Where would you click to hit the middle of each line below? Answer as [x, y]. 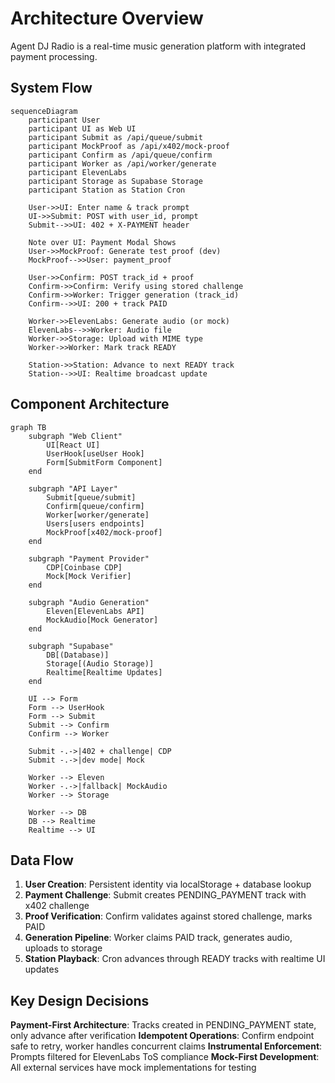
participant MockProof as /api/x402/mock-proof [129, 146]
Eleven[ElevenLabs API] [95, 611]
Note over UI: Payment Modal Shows [102, 242]
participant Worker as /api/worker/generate [122, 163]
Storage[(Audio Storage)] [100, 663]
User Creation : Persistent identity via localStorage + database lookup [168, 884]
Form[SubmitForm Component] [104, 462]
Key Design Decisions [80, 1000]
